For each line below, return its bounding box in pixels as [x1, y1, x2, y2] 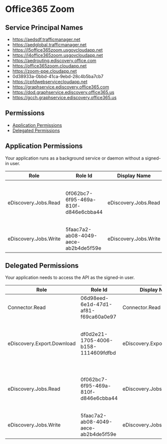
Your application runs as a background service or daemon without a [5, 155, 144, 161]
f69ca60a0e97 [80, 313, 117, 320]
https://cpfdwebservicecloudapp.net [12, 79, 88, 85]
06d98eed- [80, 295, 109, 302]
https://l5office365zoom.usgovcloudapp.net [12, 47, 103, 53]
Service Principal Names [5, 23, 83, 32]
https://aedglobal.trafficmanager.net [12, 42, 87, 48]
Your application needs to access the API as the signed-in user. [5, 274, 135, 280]
